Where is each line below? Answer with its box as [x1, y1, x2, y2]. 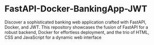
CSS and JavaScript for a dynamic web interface [4, 34, 102, 40]
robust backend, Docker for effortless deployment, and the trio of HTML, [4, 29, 150, 35]
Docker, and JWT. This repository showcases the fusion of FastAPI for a [4, 24, 148, 30]
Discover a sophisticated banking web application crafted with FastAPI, [4, 19, 146, 25]
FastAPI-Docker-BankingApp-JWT [4, 3, 148, 14]
